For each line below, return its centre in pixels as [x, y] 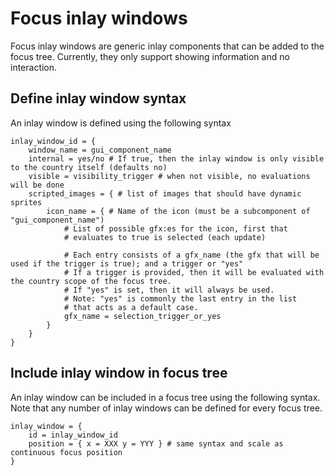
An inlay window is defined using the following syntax [121, 123]
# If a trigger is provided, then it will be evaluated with [194, 272]
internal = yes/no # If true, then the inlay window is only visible [176, 158]
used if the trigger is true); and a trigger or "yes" [127, 263]
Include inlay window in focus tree [119, 373]
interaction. [34, 67]
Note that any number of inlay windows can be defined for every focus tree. [166, 408]
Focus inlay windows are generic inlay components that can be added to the [167, 46]
